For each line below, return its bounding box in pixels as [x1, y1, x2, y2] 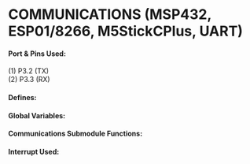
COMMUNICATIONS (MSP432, [8, 6, 212, 24]
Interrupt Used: [8, 147, 60, 156]
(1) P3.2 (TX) [8, 66, 50, 76]
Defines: [8, 92, 37, 102]
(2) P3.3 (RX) [8, 75, 50, 84]
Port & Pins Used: [8, 49, 67, 58]
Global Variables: [8, 110, 65, 120]
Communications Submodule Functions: [8, 129, 143, 139]
